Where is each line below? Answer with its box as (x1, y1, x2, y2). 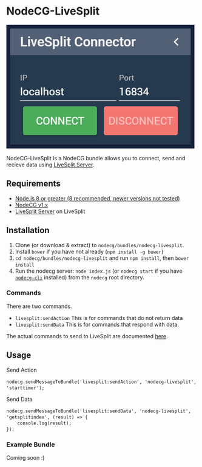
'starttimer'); (6, 384, 45, 391)
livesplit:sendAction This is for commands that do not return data (15, 314, 183, 321)
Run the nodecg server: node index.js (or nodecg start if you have (15, 267, 183, 274)
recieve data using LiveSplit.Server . (6, 161, 95, 168)
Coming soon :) (6, 454, 45, 461)
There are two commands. (6, 302, 72, 310)
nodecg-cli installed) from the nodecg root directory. (15, 273, 144, 281)
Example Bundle (6, 440, 55, 449)
